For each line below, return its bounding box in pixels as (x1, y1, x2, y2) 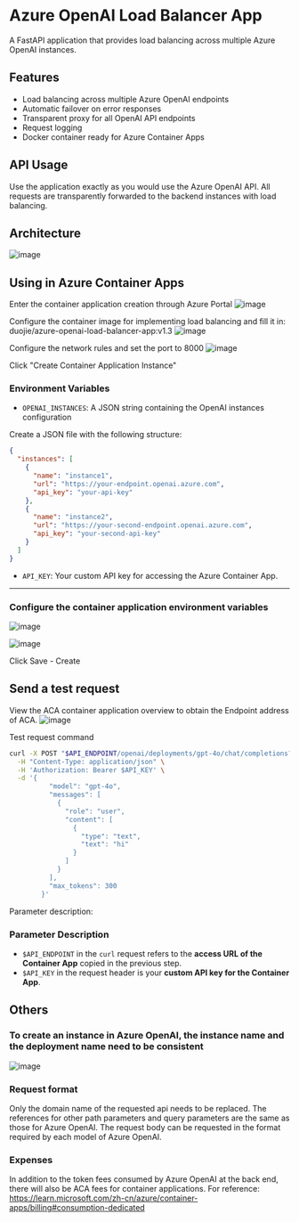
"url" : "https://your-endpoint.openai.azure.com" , (32, 479, 225, 488)
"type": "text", (80, 832, 141, 841)
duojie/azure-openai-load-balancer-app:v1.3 (9, 326, 173, 337)
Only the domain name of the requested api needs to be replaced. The (9, 1103, 267, 1113)
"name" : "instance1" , (32, 471, 114, 481)
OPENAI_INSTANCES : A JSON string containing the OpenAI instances (21, 403, 265, 413)
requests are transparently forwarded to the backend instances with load (9, 191, 277, 201)
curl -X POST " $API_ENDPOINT (9, 749, 117, 758)
